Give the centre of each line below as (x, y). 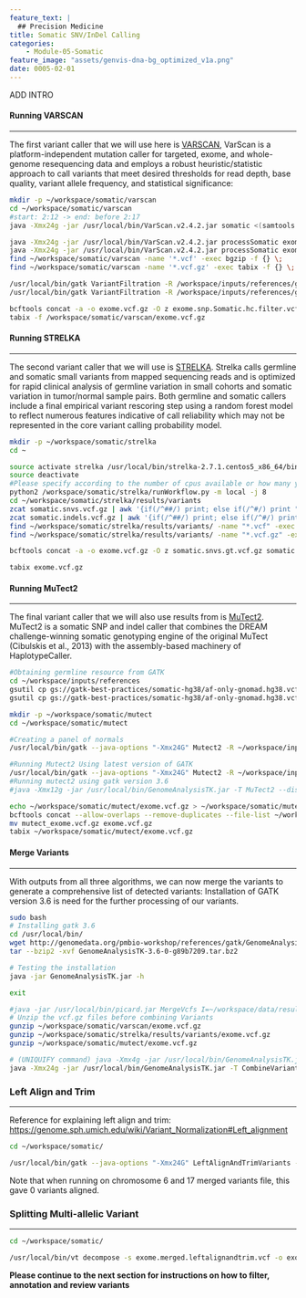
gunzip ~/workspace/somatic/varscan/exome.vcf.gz (106, 1026)
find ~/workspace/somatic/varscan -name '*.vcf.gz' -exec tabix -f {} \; (153, 267)
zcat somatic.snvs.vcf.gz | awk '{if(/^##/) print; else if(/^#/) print (150, 509)
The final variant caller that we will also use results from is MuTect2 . (137, 617)
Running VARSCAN (46, 116)
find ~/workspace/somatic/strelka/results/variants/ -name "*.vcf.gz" (146, 535)
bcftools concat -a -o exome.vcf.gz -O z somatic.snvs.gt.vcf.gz (136, 551)
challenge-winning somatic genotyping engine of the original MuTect (139, 636)
